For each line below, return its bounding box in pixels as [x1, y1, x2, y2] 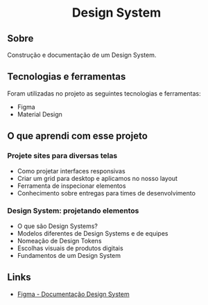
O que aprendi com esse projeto [7, 130, 148, 142]
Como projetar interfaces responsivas [17, 166, 126, 175]
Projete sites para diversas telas [7, 151, 118, 161]
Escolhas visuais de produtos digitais [17, 244, 123, 252]
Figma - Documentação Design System [17, 290, 130, 298]
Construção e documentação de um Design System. [7, 51, 157, 59]
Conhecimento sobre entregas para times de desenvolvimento [17, 189, 196, 197]
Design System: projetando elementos [7, 206, 139, 216]
